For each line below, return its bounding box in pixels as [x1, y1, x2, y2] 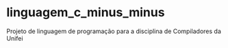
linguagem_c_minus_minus [6, 5, 165, 20]
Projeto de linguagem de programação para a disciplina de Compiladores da [6, 27, 222, 35]
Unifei [6, 34, 23, 42]
